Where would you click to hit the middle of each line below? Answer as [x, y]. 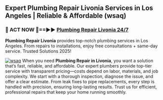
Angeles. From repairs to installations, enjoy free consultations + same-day [81, 46]
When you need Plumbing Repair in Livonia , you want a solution [88, 61]
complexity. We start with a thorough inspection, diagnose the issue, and [79, 76]
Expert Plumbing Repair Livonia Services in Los [79, 8]
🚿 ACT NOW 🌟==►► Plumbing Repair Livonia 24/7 [67, 30]
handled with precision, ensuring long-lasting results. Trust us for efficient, [81, 87]
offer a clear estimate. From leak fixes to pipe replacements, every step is [80, 81]
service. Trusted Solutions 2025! [38, 51]
